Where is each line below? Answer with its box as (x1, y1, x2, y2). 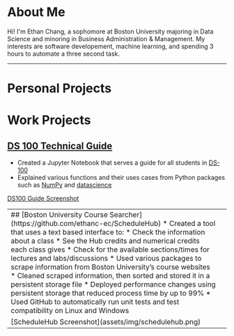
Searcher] (109, 210, 143, 220)
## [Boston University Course (10, 210, 108, 220)
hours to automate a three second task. (7, 49, 120, 58)
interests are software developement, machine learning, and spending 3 (7, 42, 214, 50)
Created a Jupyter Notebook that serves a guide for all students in (17, 158, 208, 167)
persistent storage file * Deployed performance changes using (10, 280, 216, 289)
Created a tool (169, 219, 216, 229)
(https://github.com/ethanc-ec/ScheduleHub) (10, 219, 162, 229)
